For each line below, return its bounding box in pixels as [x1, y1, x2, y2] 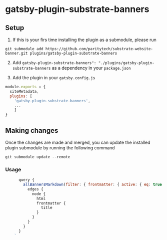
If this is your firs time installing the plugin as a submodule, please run [12, 37, 156, 43]
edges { [27, 186, 43, 191]
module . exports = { [5, 84, 46, 89]
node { [31, 191, 46, 196]
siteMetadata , [9, 89, 39, 94]
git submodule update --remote [5, 154, 70, 159]
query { [18, 177, 35, 182]
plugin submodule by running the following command [5, 144, 115, 151]
